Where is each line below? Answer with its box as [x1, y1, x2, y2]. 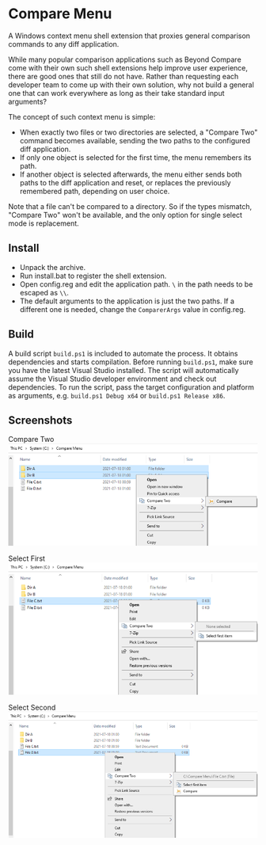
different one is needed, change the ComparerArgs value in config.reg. [19, 304, 246, 314]
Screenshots [8, 413, 73, 427]
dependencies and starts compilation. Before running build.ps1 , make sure [8, 357, 253, 367]
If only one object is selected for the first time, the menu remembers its [19, 152, 252, 162]
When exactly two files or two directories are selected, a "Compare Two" [19, 128, 258, 137]
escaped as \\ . [19, 287, 70, 297]
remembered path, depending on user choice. [19, 186, 170, 196]
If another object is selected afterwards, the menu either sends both [19, 169, 242, 179]
